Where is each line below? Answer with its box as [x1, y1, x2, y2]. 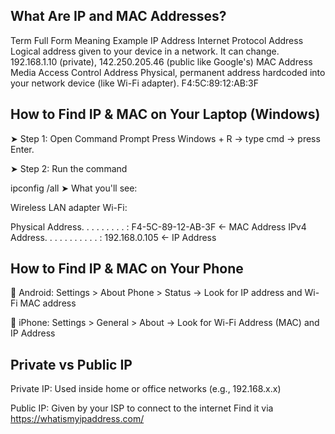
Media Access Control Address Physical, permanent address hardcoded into [10, 66, 326, 78]
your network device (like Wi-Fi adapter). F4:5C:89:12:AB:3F [10, 77, 259, 89]
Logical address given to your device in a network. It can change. [10, 45, 280, 57]
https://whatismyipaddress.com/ [10, 413, 145, 425]
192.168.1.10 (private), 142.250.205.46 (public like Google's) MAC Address [10, 55, 313, 68]
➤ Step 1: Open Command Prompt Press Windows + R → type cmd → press [10, 132, 321, 144]
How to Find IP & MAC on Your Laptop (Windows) [10, 106, 321, 123]
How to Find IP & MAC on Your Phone [10, 260, 244, 278]
